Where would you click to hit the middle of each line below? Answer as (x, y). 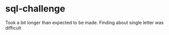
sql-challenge (35, 9)
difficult (13, 27)
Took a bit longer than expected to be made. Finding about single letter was (84, 22)
